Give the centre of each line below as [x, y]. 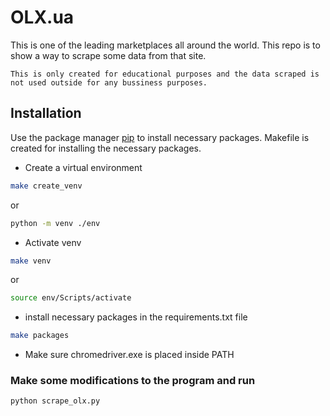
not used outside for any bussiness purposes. [109, 82]
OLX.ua [42, 17]
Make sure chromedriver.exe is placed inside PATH [129, 355]
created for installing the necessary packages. [106, 148]
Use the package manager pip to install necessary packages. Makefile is [160, 137]
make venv [31, 261]
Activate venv [53, 242]
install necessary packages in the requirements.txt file [136, 317]
